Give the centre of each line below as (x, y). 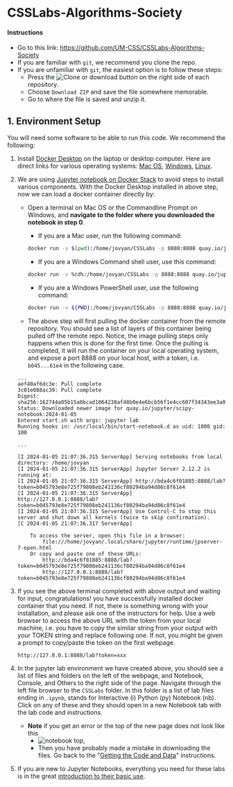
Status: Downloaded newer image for (70, 408)
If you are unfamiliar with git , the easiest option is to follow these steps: (120, 70)
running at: (34, 475)
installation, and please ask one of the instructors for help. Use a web (116, 613)
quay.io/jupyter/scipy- (160, 408)
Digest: (28, 396)
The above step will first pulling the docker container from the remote (127, 321)
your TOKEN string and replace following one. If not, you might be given (120, 635)
